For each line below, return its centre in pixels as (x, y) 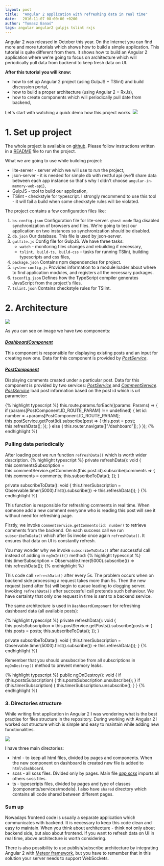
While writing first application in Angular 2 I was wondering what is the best (81, 714)
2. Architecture (36, 308)
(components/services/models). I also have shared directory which (79, 789)
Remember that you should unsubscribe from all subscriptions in (70, 660)
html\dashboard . (28, 768)
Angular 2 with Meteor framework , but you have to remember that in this (78, 853)
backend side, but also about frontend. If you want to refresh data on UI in (80, 833)
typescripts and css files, (45, 257)
